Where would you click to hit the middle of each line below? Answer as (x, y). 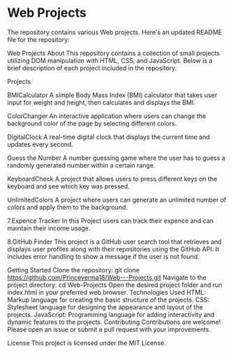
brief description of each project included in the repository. (92, 68)
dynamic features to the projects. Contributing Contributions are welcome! (114, 322)
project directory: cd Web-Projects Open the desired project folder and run (115, 285)
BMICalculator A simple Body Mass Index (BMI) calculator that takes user (112, 95)
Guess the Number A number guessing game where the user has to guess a (116, 158)
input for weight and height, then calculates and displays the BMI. (101, 102)
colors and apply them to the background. (67, 207)
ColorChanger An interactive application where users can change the (107, 116)
